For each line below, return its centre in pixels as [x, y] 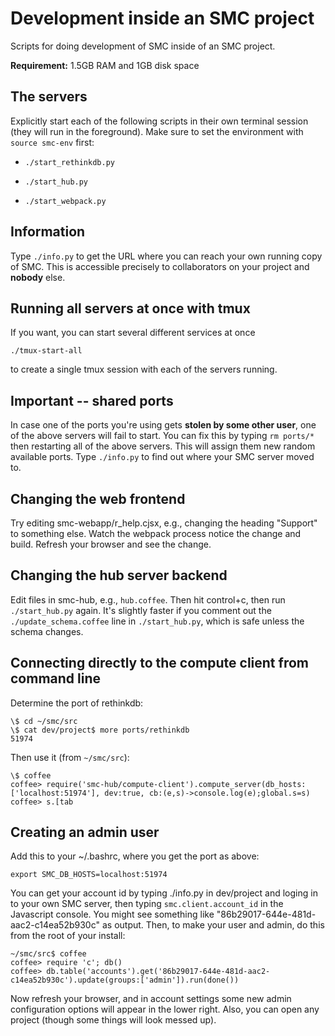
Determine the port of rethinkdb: [77, 703]
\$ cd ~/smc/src [44, 721]
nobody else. [38, 277]
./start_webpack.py [65, 201]
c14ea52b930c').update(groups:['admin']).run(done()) [125, 980]
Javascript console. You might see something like [112, 914]
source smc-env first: [52, 142]
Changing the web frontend [98, 498]
